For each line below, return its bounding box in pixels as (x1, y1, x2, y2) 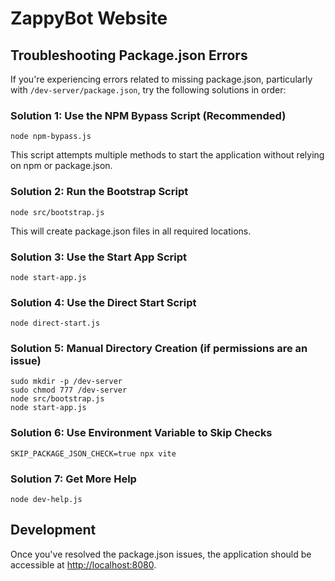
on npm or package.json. (10, 160, 113, 172)
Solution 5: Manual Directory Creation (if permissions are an (10, 342, 308, 356)
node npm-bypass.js (10, 132, 92, 142)
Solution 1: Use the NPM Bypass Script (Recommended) (10, 108, 287, 122)
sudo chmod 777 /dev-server (10, 385, 128, 396)
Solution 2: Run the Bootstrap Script (10, 185, 189, 199)
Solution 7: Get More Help (10, 472, 137, 486)
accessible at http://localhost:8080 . (10, 558, 157, 571)
